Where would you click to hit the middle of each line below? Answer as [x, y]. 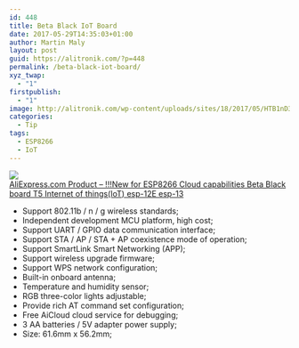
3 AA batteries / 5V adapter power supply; [100, 324]
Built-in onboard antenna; [69, 277]
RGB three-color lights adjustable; [84, 295]
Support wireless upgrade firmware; [89, 258]
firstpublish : [36, 92]
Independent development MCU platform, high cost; [117, 220]
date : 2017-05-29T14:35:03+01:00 [71, 34]
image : [21, 109]
